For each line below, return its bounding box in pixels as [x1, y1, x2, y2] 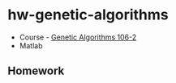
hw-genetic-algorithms [7, 6, 170, 24]
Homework [7, 64, 65, 78]
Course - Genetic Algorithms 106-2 [19, 32, 137, 42]
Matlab [19, 40, 43, 50]
